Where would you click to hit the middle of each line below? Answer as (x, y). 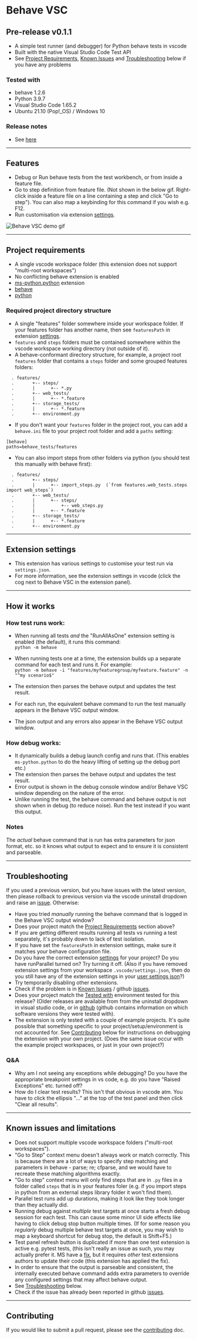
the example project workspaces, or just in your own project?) (89, 1045)
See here (26, 139)
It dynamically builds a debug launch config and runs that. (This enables (102, 756)
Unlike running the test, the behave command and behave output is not (100, 799)
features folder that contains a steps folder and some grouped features (101, 361)
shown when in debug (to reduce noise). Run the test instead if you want (102, 806)
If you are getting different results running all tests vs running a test (96, 933)
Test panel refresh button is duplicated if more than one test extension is (102, 1242)
